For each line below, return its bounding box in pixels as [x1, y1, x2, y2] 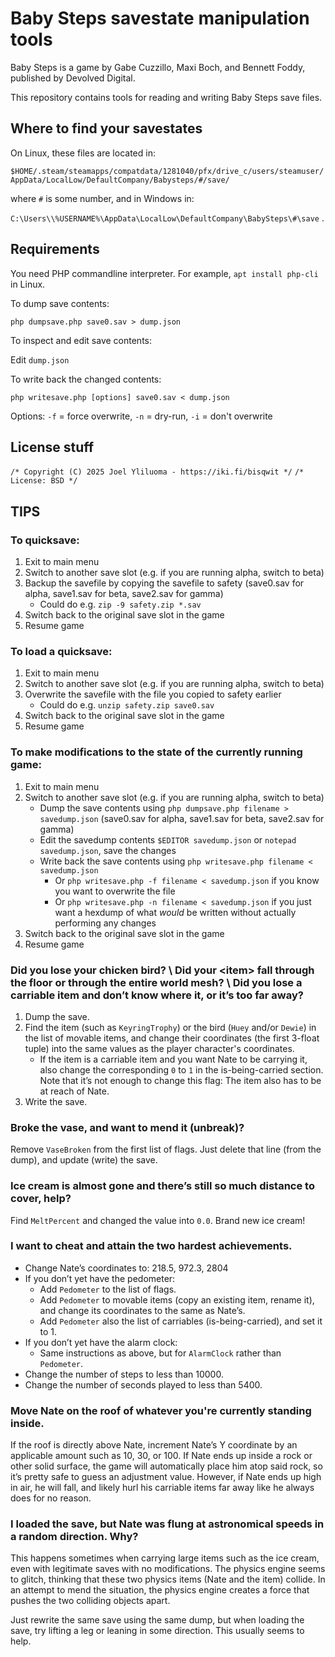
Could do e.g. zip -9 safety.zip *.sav [39, 598, 202, 611]
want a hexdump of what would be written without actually [54, 906, 297, 918]
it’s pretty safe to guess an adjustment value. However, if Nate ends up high [10, 1471, 322, 1483]
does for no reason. [10, 1492, 92, 1504]
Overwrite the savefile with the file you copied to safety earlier [24, 688, 282, 701]
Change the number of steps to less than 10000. [24, 1368, 224, 1380]
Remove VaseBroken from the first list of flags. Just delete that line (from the [10, 1143, 322, 1156]
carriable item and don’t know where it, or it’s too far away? [10, 988, 304, 1002]
